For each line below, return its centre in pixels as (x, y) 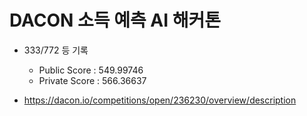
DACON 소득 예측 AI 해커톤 (115, 20)
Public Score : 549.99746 (91, 70)
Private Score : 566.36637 (92, 80)
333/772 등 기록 (56, 50)
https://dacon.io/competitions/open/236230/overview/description (160, 100)
